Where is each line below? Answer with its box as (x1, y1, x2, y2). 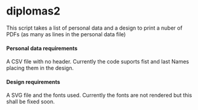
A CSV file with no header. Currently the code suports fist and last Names (6, 58, 189, 65)
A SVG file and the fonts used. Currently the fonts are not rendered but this (6, 92, 192, 99)
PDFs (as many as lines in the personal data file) (6, 30, 126, 37)
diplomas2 (6, 4, 60, 18)
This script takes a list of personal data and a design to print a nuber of (6, 24, 183, 31)
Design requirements (6, 78, 60, 85)
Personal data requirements (6, 44, 78, 52)
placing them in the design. (6, 65, 74, 72)
